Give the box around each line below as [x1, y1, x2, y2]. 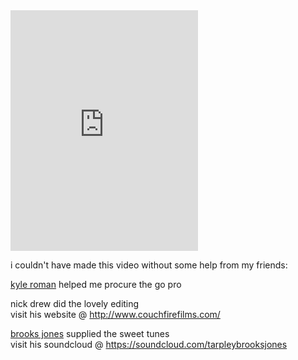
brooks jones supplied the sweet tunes [10, 328, 170, 339]
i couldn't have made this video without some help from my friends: [10, 259, 288, 271]
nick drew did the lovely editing [10, 298, 140, 309]
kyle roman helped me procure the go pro [10, 279, 182, 290]
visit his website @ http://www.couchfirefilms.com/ [10, 309, 221, 320]
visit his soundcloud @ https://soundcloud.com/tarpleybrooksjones [10, 339, 288, 350]
